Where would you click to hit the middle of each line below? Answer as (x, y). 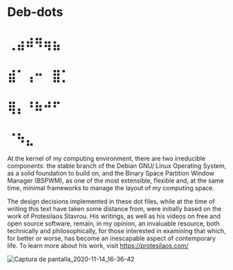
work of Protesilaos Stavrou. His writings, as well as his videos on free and (114, 216)
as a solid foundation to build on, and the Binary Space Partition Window (111, 173)
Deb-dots (35, 12)
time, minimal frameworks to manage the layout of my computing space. (111, 187)
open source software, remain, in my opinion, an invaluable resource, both (114, 223)
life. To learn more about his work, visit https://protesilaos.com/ (98, 245)
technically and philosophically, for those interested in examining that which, (116, 230)
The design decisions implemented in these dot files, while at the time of (111, 201)
